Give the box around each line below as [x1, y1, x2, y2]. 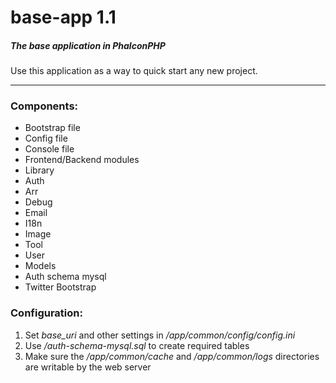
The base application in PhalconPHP [10, 39, 166, 51]
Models [24, 260, 57, 272]
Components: [10, 99, 79, 113]
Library [24, 164, 55, 176]
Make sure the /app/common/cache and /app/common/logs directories [24, 350, 320, 362]
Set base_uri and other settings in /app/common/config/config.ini [24, 329, 296, 341]
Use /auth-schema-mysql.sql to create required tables [24, 339, 250, 351]
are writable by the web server [24, 361, 152, 373]
